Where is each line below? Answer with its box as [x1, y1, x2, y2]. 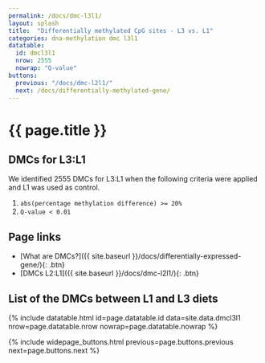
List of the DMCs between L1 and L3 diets [8, 292, 218, 305]
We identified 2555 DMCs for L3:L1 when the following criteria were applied [8, 174, 259, 184]
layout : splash [8, 19, 59, 27]
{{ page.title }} [8, 121, 108, 139]
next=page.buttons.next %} [8, 346, 100, 355]
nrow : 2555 [15, 57, 52, 65]
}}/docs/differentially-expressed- [132, 251, 242, 261]
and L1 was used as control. [8, 182, 100, 193]
